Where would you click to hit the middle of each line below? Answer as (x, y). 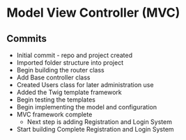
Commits (26, 39)
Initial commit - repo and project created (75, 55)
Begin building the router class (61, 70)
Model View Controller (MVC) (93, 13)
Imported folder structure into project (70, 63)
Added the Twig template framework (69, 92)
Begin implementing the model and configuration (87, 107)
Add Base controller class (53, 77)
